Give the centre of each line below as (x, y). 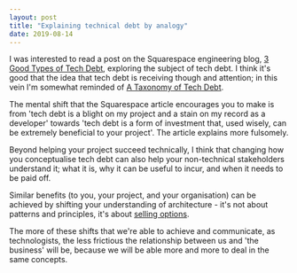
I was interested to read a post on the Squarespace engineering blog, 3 (139, 59)
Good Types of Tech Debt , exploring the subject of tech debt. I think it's (140, 68)
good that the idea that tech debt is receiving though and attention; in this (143, 78)
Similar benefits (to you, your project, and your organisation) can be (133, 195)
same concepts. (39, 260)
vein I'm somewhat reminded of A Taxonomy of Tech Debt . (117, 87)
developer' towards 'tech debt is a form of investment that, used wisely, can (148, 123)
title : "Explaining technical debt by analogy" (99, 26)
